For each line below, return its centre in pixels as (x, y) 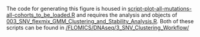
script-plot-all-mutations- (160, 9)
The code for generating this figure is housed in (66, 9)
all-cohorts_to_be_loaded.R (41, 15)
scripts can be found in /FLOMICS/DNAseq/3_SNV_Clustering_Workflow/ (98, 27)
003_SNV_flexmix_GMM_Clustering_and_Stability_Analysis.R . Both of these (100, 21)
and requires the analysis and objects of (127, 15)
